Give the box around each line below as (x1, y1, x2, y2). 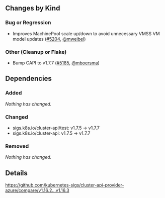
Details (5, 168, 28, 177)
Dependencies (5, 74, 52, 83)
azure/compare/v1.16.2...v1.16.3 (5, 187, 69, 193)
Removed (5, 143, 29, 150)
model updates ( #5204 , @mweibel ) (12, 36, 86, 42)
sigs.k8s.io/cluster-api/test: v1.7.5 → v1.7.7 (12, 125, 100, 131)
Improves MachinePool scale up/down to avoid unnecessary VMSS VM (12, 30, 160, 37)
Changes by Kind (5, 4, 60, 13)
